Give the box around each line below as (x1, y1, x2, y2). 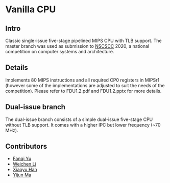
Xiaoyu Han (12, 167, 37, 173)
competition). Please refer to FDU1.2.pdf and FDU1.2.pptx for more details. (5, 88, 162, 94)
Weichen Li (12, 161, 37, 167)
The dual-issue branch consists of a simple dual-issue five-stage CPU (5, 116, 153, 123)
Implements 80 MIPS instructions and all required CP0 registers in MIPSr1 (5, 77, 160, 83)
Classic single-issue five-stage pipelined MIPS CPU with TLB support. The (5, 37, 162, 44)
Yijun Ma (12, 172, 32, 178)
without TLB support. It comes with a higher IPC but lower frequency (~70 (5, 121, 161, 128)
